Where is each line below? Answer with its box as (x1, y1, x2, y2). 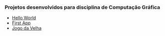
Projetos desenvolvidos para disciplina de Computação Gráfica (4, 4, 160, 11)
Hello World (11, 15, 36, 21)
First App (11, 20, 31, 26)
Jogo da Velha (11, 25, 42, 31)
